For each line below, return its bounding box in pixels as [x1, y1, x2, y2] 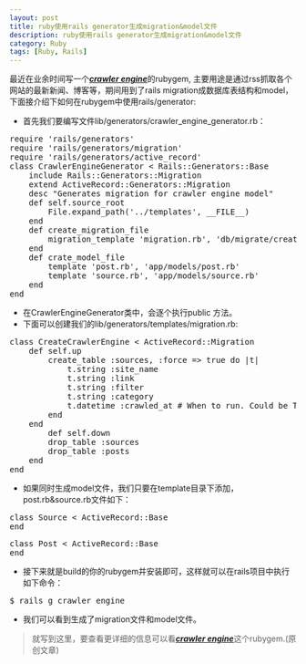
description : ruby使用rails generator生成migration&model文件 [9, 30, 242, 39]
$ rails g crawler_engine [9, 596, 126, 607]
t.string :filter [66, 382, 145, 393]
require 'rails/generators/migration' [9, 143, 183, 153]
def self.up [28, 346, 82, 357]
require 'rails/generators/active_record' [9, 152, 202, 162]
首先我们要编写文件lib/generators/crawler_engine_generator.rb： [22, 116, 266, 127]
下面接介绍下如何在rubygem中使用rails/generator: [9, 97, 197, 108]
